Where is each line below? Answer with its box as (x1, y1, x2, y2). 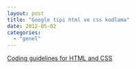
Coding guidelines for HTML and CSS (7, 54, 113, 62)
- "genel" (13, 36, 41, 42)
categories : (7, 29, 41, 36)
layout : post (7, 10, 44, 17)
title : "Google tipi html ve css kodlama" (7, 16, 130, 23)
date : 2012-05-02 (7, 23, 57, 29)
